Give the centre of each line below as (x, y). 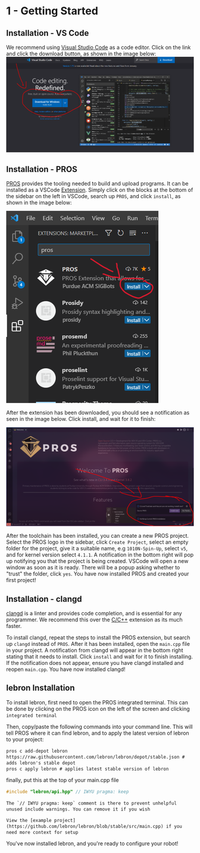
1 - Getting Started (52, 11)
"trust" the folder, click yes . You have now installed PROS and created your (98, 574)
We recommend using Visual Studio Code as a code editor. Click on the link (99, 47)
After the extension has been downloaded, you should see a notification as (98, 412)
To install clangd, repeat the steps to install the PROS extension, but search (98, 638)
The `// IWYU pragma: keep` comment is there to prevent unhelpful (92, 803)
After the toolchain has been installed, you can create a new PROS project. (98, 536)
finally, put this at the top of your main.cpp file (62, 780)
